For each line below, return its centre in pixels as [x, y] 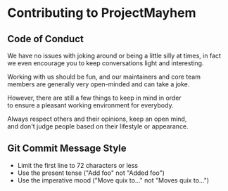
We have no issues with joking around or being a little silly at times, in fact [114, 55]
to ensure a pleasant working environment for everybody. [90, 105]
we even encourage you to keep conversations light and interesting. [106, 63]
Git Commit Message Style [67, 149]
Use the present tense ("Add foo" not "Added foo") [91, 173]
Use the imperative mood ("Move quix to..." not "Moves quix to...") [113, 180]
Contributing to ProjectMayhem [102, 13]
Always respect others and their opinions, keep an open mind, [97, 119]
